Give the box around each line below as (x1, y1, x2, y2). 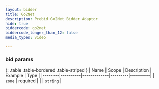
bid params (5, 56, 34, 63)
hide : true (5, 21, 28, 26)
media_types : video (5, 35, 46, 40)
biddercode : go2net (5, 26, 46, 31)
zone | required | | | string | (5, 78, 62, 84)
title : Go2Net (5, 12, 35, 17)
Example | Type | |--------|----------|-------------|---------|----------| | (5, 73, 155, 79)
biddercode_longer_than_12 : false (5, 30, 78, 35)
